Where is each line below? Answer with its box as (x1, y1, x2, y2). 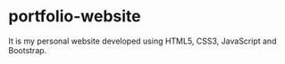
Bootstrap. (8, 44, 47, 55)
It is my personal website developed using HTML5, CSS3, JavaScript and (8, 36, 277, 46)
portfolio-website (8, 6, 141, 27)
